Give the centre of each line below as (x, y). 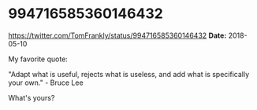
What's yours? (32, 97)
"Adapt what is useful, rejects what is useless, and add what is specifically (129, 74)
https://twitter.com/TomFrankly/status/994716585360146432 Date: (117, 35)
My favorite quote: (38, 59)
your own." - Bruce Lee (46, 82)
